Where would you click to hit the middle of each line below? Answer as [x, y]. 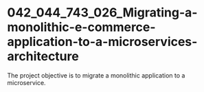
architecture [43, 57]
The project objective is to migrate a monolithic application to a [96, 75]
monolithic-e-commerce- [81, 27]
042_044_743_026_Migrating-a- [102, 13]
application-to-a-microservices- [102, 42]
